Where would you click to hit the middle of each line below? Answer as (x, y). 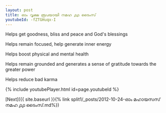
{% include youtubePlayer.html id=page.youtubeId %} (62, 89)
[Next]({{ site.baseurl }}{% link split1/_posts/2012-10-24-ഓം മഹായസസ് (83, 99)
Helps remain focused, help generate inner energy (58, 44)
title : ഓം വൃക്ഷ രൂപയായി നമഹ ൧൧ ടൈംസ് (51, 15)
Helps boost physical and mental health (47, 54)
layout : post (19, 10)
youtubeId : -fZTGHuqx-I (31, 20)
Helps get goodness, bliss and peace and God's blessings (67, 34)
